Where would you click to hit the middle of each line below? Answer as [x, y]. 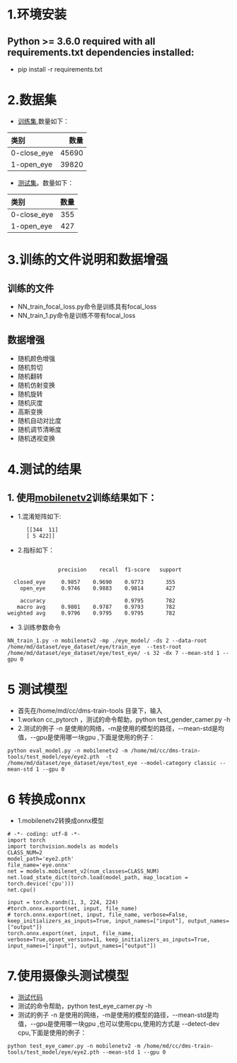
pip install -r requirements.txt [60, 69]
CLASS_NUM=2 [25, 852]
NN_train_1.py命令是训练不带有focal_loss [76, 315]
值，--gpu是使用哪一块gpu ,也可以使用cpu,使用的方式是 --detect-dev [118, 1023]
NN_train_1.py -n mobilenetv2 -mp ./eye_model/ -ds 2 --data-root [107, 640]
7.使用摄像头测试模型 [68, 976]
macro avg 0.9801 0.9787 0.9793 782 [96, 607]
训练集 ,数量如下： [43, 121]
